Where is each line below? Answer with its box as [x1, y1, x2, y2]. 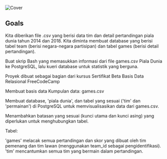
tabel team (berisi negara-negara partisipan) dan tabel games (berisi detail [5, 43, 159, 49]
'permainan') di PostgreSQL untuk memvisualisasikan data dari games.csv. [5, 103, 159, 109]
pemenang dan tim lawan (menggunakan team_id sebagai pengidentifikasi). [5, 142, 161, 148]
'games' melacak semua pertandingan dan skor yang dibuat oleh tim [5, 137, 146, 143]
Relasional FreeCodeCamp [5, 78, 60, 84]
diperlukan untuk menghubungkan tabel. [5, 118, 89, 124]
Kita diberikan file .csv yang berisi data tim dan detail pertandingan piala [5, 32, 154, 38]
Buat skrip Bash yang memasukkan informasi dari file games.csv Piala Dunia [5, 58, 162, 64]
